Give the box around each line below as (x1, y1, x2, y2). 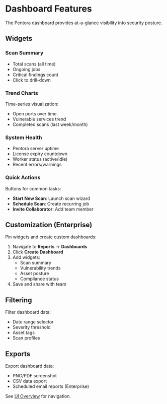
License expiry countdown (12, 151, 68, 157)
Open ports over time (12, 110, 57, 116)
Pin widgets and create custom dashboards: (5, 234, 97, 240)
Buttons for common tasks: (5, 185, 61, 191)
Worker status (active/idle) (12, 156, 68, 162)
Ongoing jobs (12, 66, 41, 72)
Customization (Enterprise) (5, 220, 93, 229)
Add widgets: (12, 254, 40, 260)
